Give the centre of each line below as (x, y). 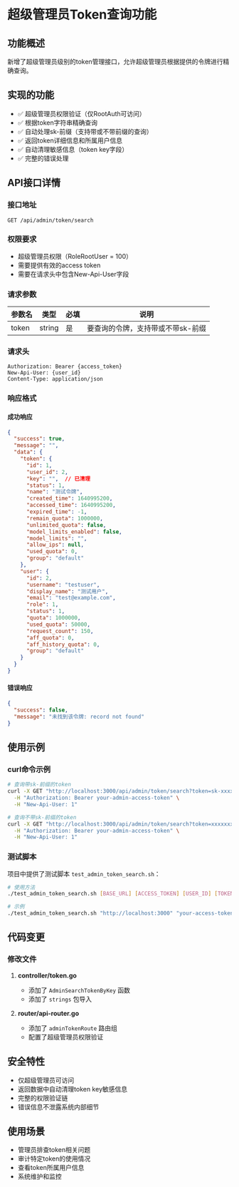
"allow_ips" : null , (55, 545)
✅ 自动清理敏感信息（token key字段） (73, 149)
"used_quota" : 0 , (52, 552)
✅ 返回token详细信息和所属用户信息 (70, 140)
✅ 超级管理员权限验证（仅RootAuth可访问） (81, 113)
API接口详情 (34, 183)
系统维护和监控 (39, 1176)
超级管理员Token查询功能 (82, 15)
